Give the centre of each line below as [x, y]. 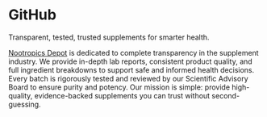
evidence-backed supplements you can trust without [122, 95]
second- [226, 95]
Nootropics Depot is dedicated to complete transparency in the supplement [134, 52]
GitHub [32, 15]
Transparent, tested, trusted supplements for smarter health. [109, 37]
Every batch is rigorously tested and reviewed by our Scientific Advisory [128, 78]
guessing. [25, 104]
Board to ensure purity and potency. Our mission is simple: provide [119, 87]
